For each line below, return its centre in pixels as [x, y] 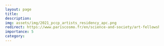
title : [12, 14]
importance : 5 [20, 32]
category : [15, 36]
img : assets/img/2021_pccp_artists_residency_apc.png [61, 23]
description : [18, 18]
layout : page [18, 9]
